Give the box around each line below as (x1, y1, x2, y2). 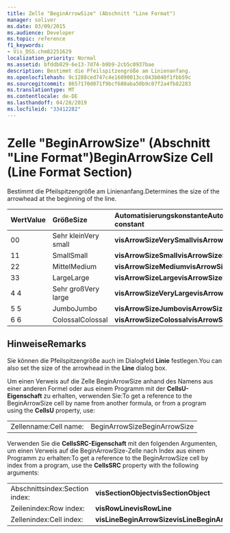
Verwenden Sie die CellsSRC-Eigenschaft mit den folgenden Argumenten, (7, 439, 218, 447)
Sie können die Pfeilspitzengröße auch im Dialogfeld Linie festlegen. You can (7, 356, 222, 364)
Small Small (52, 250, 88, 260)
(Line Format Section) (7, 164, 133, 180)
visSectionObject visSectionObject (94, 488, 211, 497)
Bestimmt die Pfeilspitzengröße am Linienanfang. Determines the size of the (7, 187, 220, 196)
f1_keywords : (7, 42, 44, 49)
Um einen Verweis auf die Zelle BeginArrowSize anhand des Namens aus (7, 377, 214, 385)
